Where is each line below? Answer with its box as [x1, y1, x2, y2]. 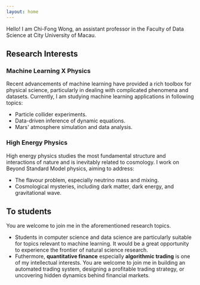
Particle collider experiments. [14, 111, 87, 118]
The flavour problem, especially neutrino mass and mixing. [14, 176, 159, 183]
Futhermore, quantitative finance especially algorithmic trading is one [14, 253, 190, 260]
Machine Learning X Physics [6, 66, 91, 75]
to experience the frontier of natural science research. [14, 246, 148, 254]
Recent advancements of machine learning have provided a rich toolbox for [6, 80, 192, 87]
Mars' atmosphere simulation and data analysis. [14, 124, 133, 131]
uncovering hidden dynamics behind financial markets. [14, 272, 150, 279]
